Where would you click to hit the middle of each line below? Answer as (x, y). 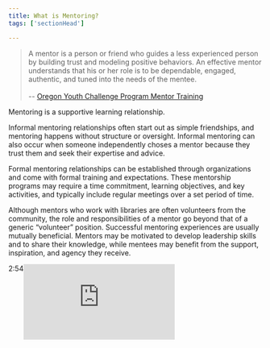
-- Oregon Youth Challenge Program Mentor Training (116, 96)
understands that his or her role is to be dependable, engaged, (132, 70)
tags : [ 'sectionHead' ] (46, 23)
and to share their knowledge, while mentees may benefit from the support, (134, 244)
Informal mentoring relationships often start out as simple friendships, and (131, 127)
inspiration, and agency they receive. (70, 253)
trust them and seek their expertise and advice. (87, 153)
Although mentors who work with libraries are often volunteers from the (127, 209)
